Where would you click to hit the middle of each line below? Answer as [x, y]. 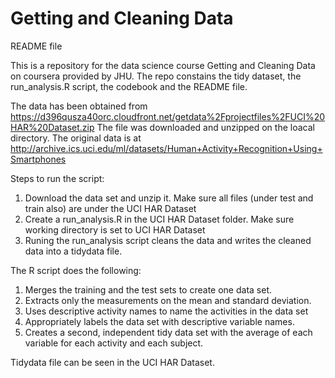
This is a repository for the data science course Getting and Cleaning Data [163, 65]
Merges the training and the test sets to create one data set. [148, 289]
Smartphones [38, 159]
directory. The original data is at [76, 138]
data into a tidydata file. [73, 251]
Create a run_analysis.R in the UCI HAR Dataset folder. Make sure [159, 219]
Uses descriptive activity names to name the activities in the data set [166, 311]
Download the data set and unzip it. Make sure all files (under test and [169, 198]
